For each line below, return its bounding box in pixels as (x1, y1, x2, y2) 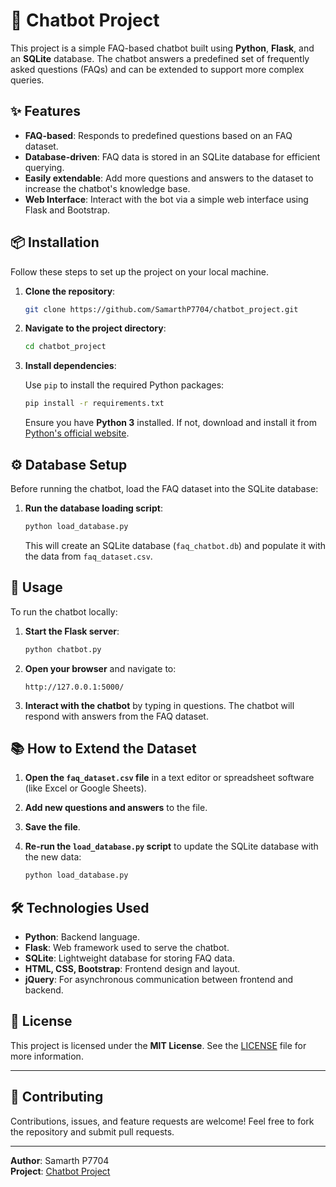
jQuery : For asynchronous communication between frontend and (24, 974, 294, 986)
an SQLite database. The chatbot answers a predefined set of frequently (10, 52, 310, 64)
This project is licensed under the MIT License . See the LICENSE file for (10, 1039, 307, 1051)
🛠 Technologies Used (10, 899, 150, 916)
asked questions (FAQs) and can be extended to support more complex (10, 63, 305, 75)
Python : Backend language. (24, 931, 141, 943)
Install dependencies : (24, 360, 117, 372)
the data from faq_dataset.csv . (24, 550, 153, 562)
